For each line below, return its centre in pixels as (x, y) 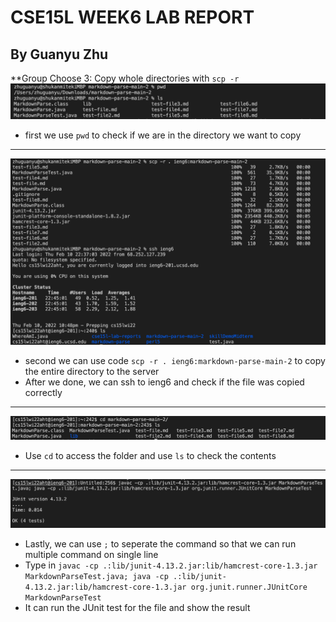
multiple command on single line (91, 555)
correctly (43, 393)
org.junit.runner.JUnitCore (249, 587)
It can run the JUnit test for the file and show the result (137, 608)
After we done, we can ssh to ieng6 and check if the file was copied (164, 382)
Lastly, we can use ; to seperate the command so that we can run (160, 544)
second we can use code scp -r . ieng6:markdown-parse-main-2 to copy (175, 361)
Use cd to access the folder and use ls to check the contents (150, 455)
